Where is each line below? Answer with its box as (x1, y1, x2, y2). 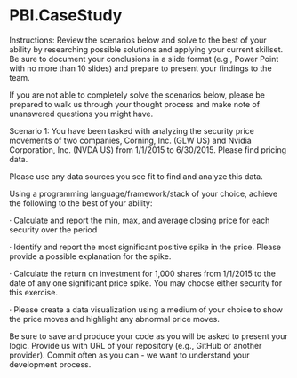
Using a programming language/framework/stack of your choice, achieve (9, 188, 278, 199)
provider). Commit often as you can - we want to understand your (9, 350, 250, 360)
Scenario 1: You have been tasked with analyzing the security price (9, 125, 255, 136)
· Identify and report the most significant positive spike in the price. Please (9, 241, 282, 252)
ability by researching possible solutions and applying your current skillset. (9, 43, 284, 54)
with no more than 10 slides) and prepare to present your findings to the (9, 63, 273, 74)
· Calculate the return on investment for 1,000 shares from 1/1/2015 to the (9, 268, 276, 279)
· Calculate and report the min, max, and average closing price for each (9, 215, 270, 225)
